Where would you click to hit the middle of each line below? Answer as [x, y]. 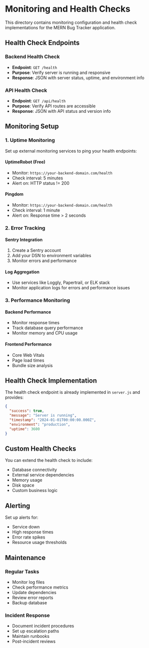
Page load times [28, 360]
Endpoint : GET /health [34, 67]
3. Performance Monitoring [37, 300]
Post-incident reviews [34, 641]
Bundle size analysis [32, 365]
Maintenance [25, 558]
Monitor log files [28, 582]
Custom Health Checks [41, 449]
